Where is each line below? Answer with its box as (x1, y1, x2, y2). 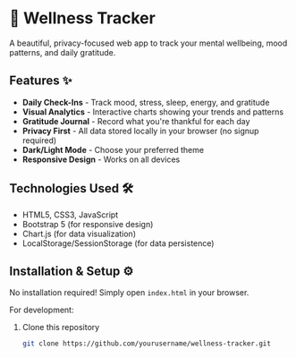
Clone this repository (21, 322, 100, 333)
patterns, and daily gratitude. (9, 47, 116, 57)
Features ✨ (9, 73, 72, 89)
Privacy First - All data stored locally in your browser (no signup (21, 125, 259, 136)
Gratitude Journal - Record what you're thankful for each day (21, 115, 250, 126)
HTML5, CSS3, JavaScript (21, 209, 119, 220)
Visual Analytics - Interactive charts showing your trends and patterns (21, 106, 284, 117)
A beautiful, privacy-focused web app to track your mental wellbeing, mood (9, 38, 288, 48)
